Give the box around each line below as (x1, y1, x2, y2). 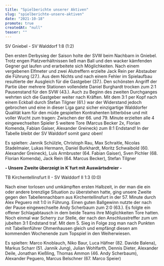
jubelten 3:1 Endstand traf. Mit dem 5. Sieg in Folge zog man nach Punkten (5, 220, 155, 226)
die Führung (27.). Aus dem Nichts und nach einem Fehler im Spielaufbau (5, 74, 153, 79)
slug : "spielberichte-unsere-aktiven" (5, 12, 84, 17)
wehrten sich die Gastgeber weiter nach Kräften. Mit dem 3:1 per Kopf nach (5, 94, 157, 100)
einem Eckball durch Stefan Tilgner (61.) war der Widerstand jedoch (5, 100, 142, 105)
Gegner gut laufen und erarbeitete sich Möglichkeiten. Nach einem (5, 63, 140, 69)
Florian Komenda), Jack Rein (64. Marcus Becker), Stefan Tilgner (5, 156, 136, 161)
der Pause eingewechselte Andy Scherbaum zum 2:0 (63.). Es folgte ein (5, 205, 151, 210)
